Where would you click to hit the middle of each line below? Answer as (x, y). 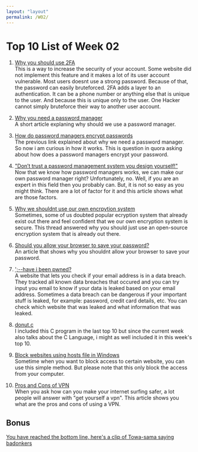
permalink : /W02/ (27, 17)
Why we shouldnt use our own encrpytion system (75, 209)
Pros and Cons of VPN (42, 385)
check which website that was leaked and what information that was (98, 307)
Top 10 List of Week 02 (63, 46)
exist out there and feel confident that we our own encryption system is (101, 222)
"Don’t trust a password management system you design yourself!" (96, 166)
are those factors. (36, 197)
